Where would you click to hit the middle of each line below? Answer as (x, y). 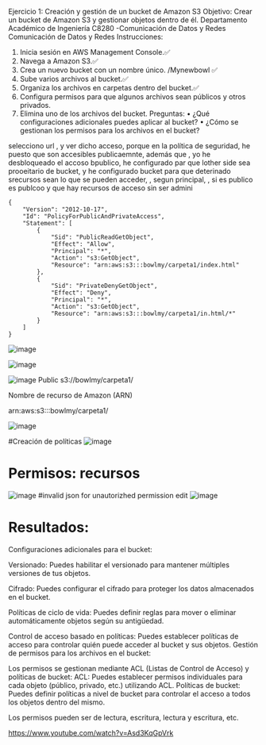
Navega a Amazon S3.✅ (59, 61)
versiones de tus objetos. (50, 573)
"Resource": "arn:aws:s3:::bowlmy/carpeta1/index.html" (145, 265)
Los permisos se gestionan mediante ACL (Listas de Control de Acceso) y (129, 668)
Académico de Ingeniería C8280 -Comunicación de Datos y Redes (117, 28)
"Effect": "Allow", (83, 244)
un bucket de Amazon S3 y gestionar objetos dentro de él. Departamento (128, 20)
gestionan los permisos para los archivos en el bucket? (110, 131)
